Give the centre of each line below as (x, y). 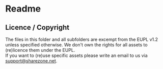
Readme (23, 9)
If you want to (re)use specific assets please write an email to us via (76, 55)
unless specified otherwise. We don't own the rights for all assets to (76, 45)
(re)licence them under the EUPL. (40, 50)
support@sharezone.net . (31, 61)
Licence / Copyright (37, 27)
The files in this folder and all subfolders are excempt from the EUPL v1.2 (82, 39)
